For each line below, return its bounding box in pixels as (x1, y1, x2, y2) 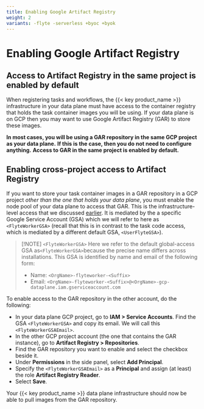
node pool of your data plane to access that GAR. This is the (6, 203, 157, 210)
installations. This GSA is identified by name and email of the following (21, 253, 198, 261)
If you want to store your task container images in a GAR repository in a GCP (6, 190, 198, 198)
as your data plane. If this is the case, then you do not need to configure (6, 140, 192, 148)
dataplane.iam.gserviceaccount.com (30, 284, 121, 290)
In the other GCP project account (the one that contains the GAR (15, 332, 177, 340)
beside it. (15, 352, 38, 359)
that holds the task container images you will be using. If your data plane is (6, 109, 194, 116)
